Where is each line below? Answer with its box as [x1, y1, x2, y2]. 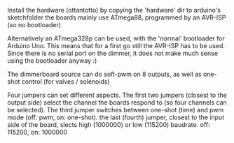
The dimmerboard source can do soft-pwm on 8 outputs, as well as [7, 70, 202, 78]
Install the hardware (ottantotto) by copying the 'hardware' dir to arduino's [7, 6, 221, 14]
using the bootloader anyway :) [7, 57, 97, 65]
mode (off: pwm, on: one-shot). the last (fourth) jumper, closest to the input [7, 113, 225, 121]
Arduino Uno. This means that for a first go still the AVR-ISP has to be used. [7, 42, 226, 50]
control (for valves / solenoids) [21, 77, 110, 86]
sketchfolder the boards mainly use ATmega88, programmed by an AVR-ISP [7, 13, 226, 22]
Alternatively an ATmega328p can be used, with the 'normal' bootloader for [7, 34, 226, 43]
